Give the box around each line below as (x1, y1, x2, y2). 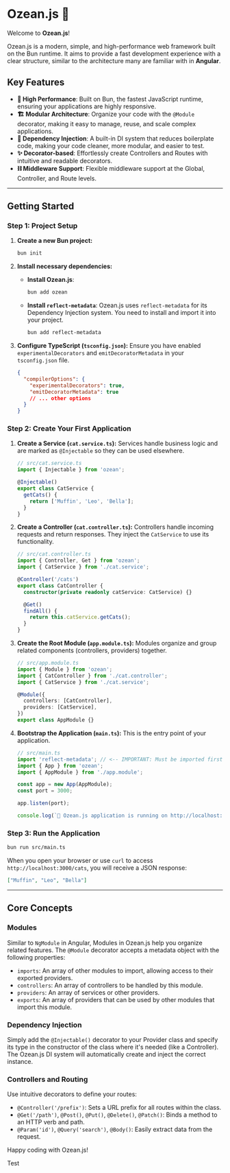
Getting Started (7, 200, 75, 212)
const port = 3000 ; (16, 787, 73, 794)
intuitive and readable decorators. (16, 156, 113, 165)
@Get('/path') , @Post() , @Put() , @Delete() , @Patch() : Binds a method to (16, 1111, 218, 1119)
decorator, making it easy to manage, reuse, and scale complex (16, 119, 196, 128)
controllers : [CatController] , (23, 698, 113, 704)
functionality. (16, 538, 54, 546)
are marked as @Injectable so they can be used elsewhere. (16, 447, 185, 455)
